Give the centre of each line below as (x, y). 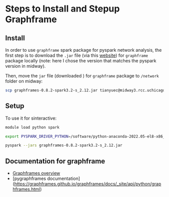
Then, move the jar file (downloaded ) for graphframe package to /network (82, 76)
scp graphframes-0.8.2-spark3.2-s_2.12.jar (52, 90)
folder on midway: (24, 81)
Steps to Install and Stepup (62, 9)
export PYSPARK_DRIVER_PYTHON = (38, 136)
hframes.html (26, 189)
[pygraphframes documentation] (46, 178)
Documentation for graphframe (55, 161)
